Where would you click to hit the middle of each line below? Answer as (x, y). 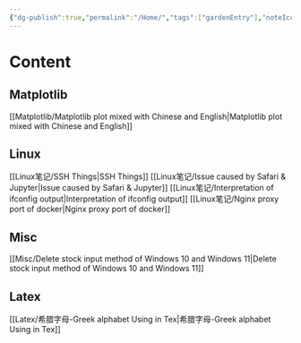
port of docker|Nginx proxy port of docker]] (90, 209)
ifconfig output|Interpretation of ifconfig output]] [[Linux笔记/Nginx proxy (144, 199)
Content (40, 61)
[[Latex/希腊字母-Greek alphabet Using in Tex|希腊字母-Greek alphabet (140, 320)
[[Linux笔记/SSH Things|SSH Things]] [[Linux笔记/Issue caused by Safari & (148, 176)
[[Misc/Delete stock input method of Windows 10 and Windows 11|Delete (143, 259)
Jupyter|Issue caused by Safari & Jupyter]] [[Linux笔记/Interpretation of (142, 188)
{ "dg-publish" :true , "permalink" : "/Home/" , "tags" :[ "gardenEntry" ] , (136, 17)
